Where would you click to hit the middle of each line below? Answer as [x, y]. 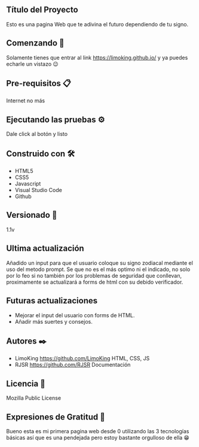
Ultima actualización [45, 249]
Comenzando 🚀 [35, 43]
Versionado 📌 [32, 215]
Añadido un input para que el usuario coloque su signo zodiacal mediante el [99, 263]
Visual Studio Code [39, 190]
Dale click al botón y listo [37, 134]
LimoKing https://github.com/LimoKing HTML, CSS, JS [82, 358]
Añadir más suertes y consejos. [53, 321]
